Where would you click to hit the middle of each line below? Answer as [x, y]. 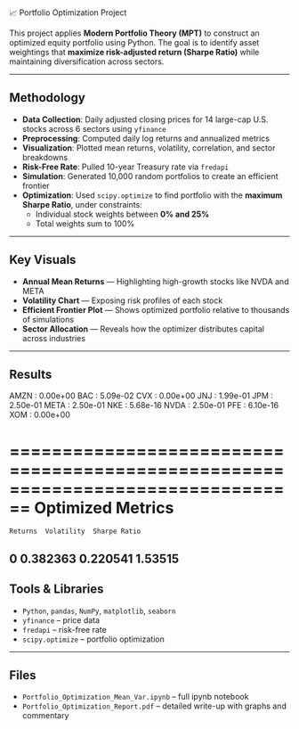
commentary [45, 716]
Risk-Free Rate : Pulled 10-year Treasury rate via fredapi [125, 167]
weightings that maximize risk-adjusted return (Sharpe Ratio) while [134, 52]
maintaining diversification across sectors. [87, 61]
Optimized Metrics [104, 508]
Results [31, 375]
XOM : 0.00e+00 [40, 415]
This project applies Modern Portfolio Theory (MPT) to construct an [134, 33]
